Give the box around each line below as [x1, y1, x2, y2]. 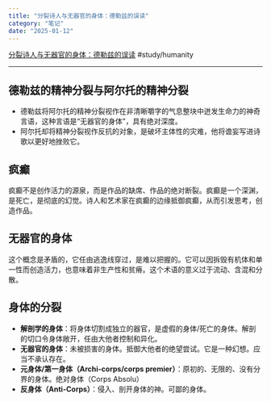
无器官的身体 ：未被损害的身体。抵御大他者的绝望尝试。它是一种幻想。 [19, 344, 254, 354]
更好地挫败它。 [34, 136, 85, 146]
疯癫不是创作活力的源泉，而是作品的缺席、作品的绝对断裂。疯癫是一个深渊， [8, 186, 263, 195]
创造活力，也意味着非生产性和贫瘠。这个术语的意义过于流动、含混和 [29, 264, 256, 274]
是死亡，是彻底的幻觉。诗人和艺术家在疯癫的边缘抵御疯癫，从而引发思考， [8, 195, 256, 205]
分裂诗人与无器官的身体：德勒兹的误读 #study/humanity [8, 50, 194, 60]
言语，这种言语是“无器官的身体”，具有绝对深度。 [19, 116, 183, 126]
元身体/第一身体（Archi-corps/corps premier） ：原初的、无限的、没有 [19, 364, 254, 374]
